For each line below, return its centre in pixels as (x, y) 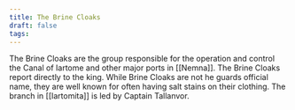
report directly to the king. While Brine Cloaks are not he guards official (139, 77)
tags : (19, 33)
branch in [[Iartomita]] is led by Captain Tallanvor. (99, 96)
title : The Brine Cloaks (55, 17)
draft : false (33, 26)
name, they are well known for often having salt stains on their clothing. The (147, 87)
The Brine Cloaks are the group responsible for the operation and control (142, 59)
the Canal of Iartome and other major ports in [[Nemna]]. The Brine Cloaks (145, 68)
